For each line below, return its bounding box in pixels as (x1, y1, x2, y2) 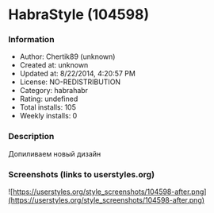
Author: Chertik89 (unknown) (19, 52, 116, 61)
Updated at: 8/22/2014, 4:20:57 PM (19, 69, 136, 79)
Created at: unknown (19, 60, 89, 70)
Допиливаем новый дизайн (8, 149, 101, 158)
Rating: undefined (19, 94, 78, 104)
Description (8, 131, 55, 142)
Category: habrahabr (19, 86, 89, 95)
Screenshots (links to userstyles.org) (8, 168, 155, 180)
